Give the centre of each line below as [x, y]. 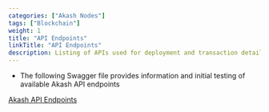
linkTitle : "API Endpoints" [55, 46]
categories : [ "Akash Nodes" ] [57, 16]
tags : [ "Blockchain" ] [44, 23]
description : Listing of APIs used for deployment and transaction [123, 53]
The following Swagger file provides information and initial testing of [132, 76]
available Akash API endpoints [70, 84]
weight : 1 [25, 30]
